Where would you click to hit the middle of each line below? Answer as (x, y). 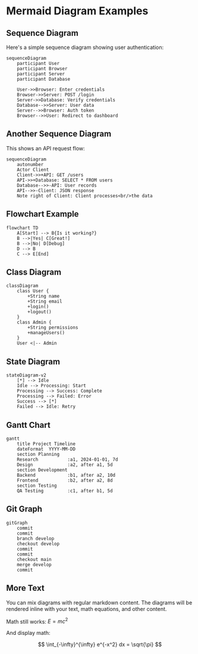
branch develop (36, 538)
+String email (45, 302)
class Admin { (34, 323)
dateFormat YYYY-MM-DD (46, 449)
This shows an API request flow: (45, 148)
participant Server (41, 74)
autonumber (30, 164)
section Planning (38, 455)
